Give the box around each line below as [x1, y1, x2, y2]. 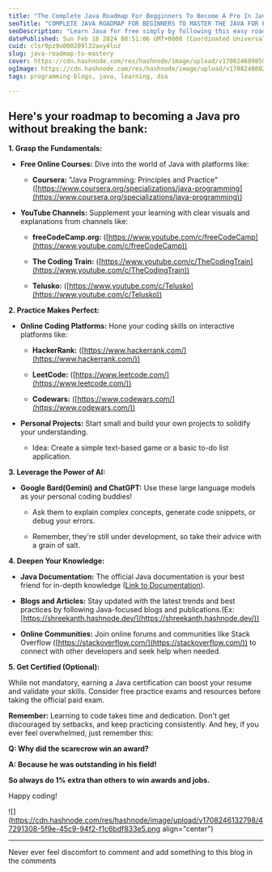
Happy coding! [8, 791, 58, 801]
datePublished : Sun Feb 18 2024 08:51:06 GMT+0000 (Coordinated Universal [8, 34, 266, 43]
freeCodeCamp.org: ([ [32, 232, 109, 242]
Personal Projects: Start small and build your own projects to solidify [19, 419, 251, 429]
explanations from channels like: [19, 217, 128, 227]
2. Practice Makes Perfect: [8, 305, 100, 315]
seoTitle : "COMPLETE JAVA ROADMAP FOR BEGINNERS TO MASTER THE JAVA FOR [8, 19, 259, 28]
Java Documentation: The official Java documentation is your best [19, 572, 244, 581]
